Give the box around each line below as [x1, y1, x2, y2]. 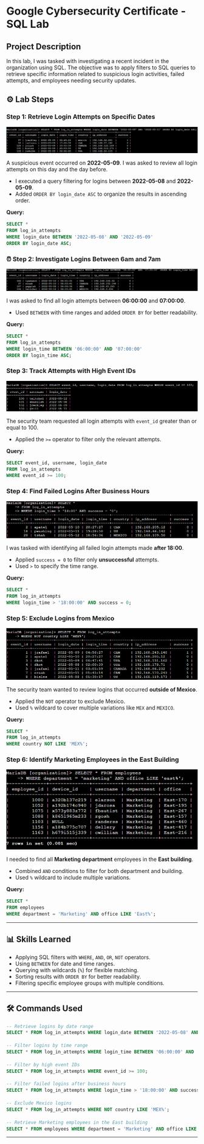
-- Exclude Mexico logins [6, 1100, 72, 1106]
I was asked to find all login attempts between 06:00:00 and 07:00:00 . [6, 296, 186, 304]
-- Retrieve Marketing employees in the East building [6, 1119, 148, 1125]
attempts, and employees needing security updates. [6, 77, 137, 84]
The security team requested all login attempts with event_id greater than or [6, 417, 197, 425]
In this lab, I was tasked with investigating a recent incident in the [6, 58, 169, 64]
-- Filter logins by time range [6, 1043, 88, 1049]
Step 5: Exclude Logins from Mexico [6, 614, 115, 622]
